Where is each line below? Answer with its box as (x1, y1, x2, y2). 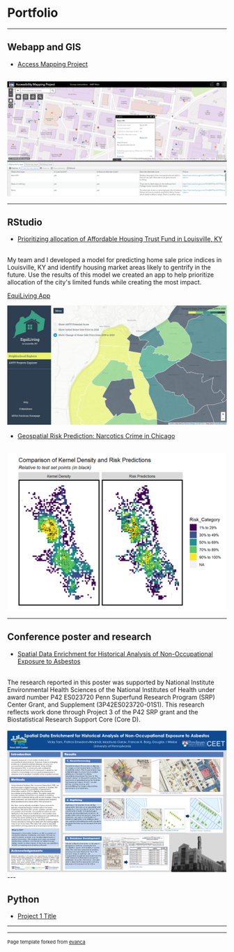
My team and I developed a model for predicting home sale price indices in (7, 256, 222, 264)
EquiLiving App (7, 291, 51, 300)
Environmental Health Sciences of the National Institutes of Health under (7, 685, 216, 693)
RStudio (7, 216, 43, 228)
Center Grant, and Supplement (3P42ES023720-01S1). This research (7, 700, 205, 709)
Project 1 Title (17, 912, 57, 921)
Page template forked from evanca (7, 939, 86, 946)
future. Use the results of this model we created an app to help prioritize (7, 271, 214, 279)
